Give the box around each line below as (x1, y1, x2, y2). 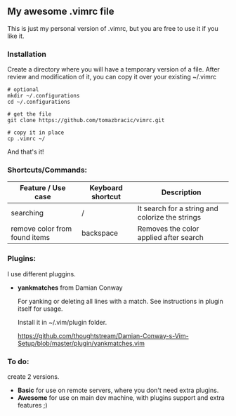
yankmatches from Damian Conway (17, 283, 123, 292)
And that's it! (7, 147, 44, 156)
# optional (7, 86, 39, 93)
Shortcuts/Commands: (7, 165, 88, 175)
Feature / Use (20, 183, 66, 193)
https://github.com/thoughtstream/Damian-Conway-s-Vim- (17, 331, 189, 340)
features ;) (17, 401, 48, 409)
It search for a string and (137, 203, 219, 213)
